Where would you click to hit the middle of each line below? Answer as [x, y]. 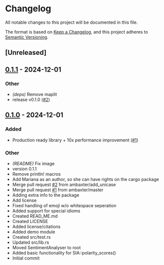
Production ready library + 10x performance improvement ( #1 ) [75, 140]
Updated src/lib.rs [31, 242]
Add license [24, 200]
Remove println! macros [36, 174]
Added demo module [34, 232]
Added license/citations [36, 226]
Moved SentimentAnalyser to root [46, 247]
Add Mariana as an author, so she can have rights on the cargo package [85, 179]
